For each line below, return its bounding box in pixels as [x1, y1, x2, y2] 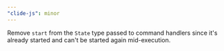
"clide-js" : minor [7, 10, 60, 17]
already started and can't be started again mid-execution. [7, 35, 171, 44]
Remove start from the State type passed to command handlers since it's [7, 29, 218, 37]
